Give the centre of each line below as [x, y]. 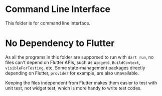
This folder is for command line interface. [48, 23]
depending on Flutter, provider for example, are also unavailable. [72, 73]
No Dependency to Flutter [60, 43]
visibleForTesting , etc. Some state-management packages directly [75, 67]
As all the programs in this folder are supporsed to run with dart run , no [79, 57]
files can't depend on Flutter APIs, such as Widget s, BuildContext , [73, 62]
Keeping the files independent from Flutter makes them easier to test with [81, 82]
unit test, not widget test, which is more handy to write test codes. [73, 88]
